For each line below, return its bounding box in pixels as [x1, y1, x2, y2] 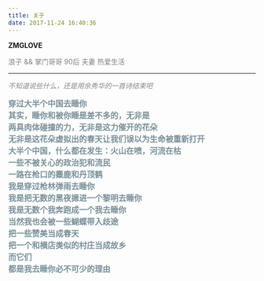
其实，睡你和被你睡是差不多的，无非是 [8, 111, 151, 120]
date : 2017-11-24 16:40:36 [8, 19, 97, 27]
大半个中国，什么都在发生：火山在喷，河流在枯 [8, 146, 182, 156]
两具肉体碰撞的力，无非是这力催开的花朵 [8, 123, 159, 132]
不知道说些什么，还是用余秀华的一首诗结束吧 [8, 80, 153, 91]
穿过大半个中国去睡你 [8, 99, 88, 109]
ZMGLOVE [8, 40, 43, 50]
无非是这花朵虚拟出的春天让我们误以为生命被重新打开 [8, 135, 206, 144]
